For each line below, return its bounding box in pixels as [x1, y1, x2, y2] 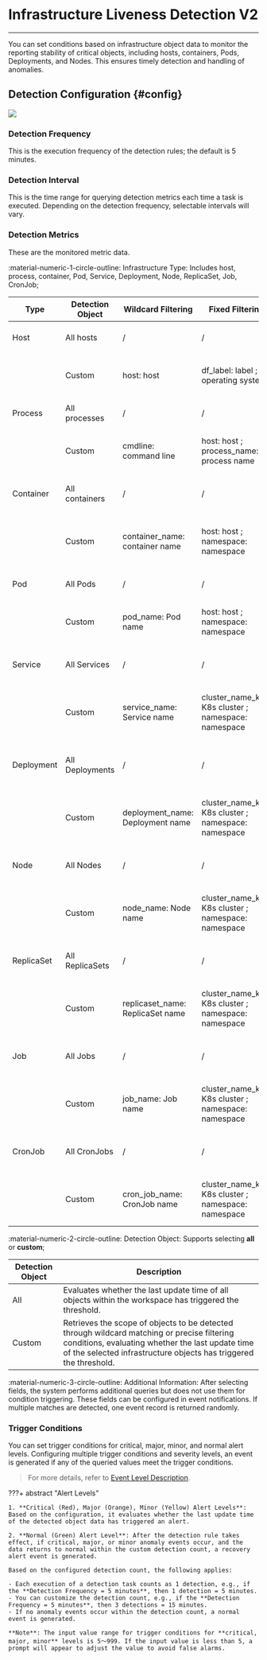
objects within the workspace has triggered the [63, 1294, 239, 1305]
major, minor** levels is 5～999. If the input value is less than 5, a [8, 1637, 253, 1645]
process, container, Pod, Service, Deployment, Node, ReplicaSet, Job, [8, 271, 238, 281]
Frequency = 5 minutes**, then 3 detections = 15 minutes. [8, 1600, 208, 1609]
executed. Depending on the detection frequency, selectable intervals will [8, 201, 250, 211]
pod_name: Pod [122, 611, 181, 622]
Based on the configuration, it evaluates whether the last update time [8, 1511, 254, 1518]
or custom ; [8, 1242, 45, 1251]
